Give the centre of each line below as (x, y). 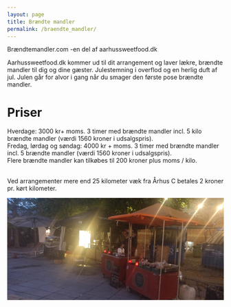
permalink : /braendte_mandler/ (52, 29)
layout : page (26, 14)
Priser (25, 112)
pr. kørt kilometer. (32, 188)
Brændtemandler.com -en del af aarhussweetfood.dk (82, 49)
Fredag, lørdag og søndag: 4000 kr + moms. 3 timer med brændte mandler (113, 146)
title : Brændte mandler (41, 22)
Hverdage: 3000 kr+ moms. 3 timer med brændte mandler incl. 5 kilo (104, 131)
